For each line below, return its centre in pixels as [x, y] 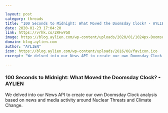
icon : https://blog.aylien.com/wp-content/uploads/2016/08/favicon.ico [81, 51]
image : [12, 37]
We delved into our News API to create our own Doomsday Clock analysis [81, 95]
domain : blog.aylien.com [31, 42]
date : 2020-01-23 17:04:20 [33, 28]
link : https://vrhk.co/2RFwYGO [38, 33]
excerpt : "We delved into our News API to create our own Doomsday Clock [84, 56]
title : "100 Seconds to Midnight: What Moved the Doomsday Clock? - [78, 23]
